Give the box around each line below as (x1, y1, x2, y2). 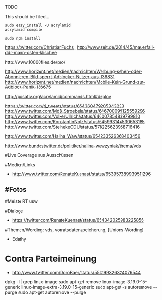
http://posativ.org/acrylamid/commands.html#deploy (5, 94, 111, 99)
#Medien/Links (5, 162, 35, 168)
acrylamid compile (5, 27, 42, 32)
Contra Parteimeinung (5, 254, 97, 264)
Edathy (12, 236, 27, 242)
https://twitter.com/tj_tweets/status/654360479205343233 (5, 103, 124, 109)
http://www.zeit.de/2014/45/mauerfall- (77, 44, 155, 50)
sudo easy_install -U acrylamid (5, 23, 71, 28)
